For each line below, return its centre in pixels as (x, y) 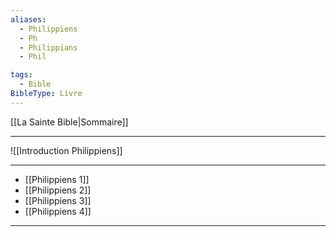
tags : (21, 75)
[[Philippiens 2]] (58, 190)
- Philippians (48, 47)
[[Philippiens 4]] (58, 211)
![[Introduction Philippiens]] (66, 150)
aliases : (28, 19)
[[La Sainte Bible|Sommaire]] (69, 122)
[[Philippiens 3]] (58, 200)
